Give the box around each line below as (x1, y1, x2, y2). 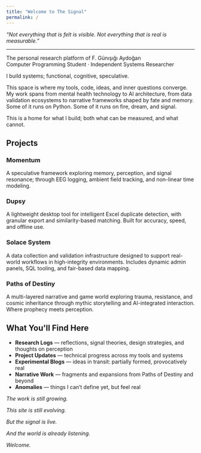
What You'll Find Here (6, 323, 89, 333)
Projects (6, 138, 38, 148)
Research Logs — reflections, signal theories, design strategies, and (14, 339, 184, 346)
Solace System (6, 238, 51, 247)
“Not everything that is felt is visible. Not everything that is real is (6, 30, 167, 38)
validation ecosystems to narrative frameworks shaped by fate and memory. (6, 96, 194, 103)
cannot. (6, 121, 25, 128)
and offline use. (6, 224, 45, 231)
